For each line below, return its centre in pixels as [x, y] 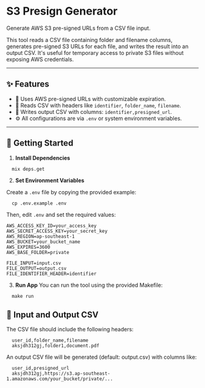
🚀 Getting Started [40, 143]
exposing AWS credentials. [40, 59]
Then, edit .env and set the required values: [61, 214]
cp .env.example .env [39, 203]
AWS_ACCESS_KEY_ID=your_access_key [52, 226]
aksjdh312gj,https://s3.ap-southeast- [61, 374]
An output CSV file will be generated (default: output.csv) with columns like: [102, 357]
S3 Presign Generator [62, 11]
